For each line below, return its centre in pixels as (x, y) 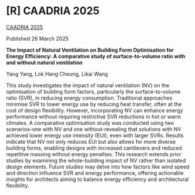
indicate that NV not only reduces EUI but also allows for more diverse (91, 141)
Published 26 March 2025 (38, 38)
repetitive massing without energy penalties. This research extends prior (94, 154)
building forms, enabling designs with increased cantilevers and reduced (94, 148)
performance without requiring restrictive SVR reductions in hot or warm (93, 117)
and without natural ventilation (44, 62)
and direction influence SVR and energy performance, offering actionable (95, 173)
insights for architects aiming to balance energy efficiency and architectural (97, 179)
